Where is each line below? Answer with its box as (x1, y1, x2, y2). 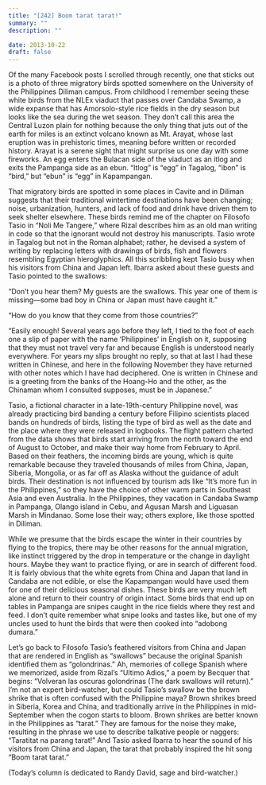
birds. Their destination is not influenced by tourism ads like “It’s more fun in (8, 476, 257, 486)
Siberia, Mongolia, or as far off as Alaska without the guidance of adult (8, 468, 239, 478)
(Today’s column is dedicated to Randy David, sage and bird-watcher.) (8, 768, 238, 778)
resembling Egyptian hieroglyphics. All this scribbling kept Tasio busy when (8, 255, 256, 264)
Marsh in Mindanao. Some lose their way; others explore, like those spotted (8, 511, 256, 520)
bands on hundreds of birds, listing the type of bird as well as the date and (8, 418, 252, 427)
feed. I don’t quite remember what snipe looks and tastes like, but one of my (8, 610, 257, 620)
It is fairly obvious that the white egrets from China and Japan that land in (8, 568, 249, 577)
